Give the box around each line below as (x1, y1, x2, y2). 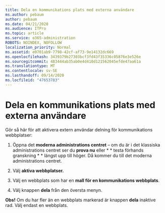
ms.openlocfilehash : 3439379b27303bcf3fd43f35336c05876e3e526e (5, 54, 141, 59)
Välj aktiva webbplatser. (12, 167, 64, 174)
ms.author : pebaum (5, 12, 44, 17)
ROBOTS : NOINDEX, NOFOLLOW (5, 40, 62, 45)
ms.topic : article (5, 31, 44, 36)
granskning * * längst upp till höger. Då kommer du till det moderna (12, 152, 152, 159)
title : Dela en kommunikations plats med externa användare (5, 7, 135, 13)
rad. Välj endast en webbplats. (5, 202, 68, 208)
